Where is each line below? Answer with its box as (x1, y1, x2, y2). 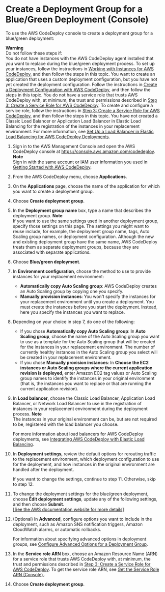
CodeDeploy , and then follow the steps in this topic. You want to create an (5, 71, 155, 77)
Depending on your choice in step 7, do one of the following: (12, 319, 135, 325)
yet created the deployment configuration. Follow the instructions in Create (5, 81, 158, 87)
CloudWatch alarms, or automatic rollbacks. (12, 526, 101, 532)
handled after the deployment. (12, 466, 74, 473)
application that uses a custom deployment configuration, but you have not (5, 76, 158, 82)
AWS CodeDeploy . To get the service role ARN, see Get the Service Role (12, 566, 159, 572)
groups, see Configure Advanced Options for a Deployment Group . (12, 541, 148, 547)
